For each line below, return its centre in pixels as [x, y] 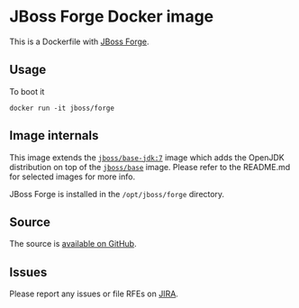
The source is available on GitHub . [73, 244]
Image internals [54, 136]
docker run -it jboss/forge [62, 108]
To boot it [27, 91]
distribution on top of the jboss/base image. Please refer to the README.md [150, 167]
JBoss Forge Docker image [112, 17]
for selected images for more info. [72, 177]
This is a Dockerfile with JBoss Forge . [79, 41]
